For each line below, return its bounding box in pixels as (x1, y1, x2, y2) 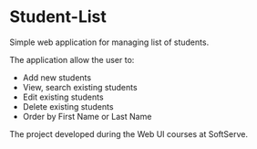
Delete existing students (22, 101, 114, 112)
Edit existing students (22, 91, 104, 102)
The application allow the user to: (9, 54, 135, 65)
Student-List (9, 6, 108, 27)
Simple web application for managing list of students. (9, 37, 210, 48)
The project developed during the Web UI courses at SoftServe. (9, 128, 249, 139)
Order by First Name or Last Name (22, 111, 152, 122)
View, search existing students (22, 81, 139, 92)
